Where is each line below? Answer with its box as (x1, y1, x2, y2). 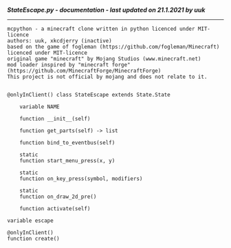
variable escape (7, 217, 54, 224)
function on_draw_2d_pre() (19, 193, 97, 200)
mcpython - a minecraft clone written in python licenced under (7, 25, 195, 32)
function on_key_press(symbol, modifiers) (19, 175, 143, 182)
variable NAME (19, 103, 60, 110)
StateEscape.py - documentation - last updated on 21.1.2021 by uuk (7, 6, 206, 14)
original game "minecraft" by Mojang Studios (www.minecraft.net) (7, 55, 201, 62)
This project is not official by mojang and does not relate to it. (7, 73, 208, 80)
